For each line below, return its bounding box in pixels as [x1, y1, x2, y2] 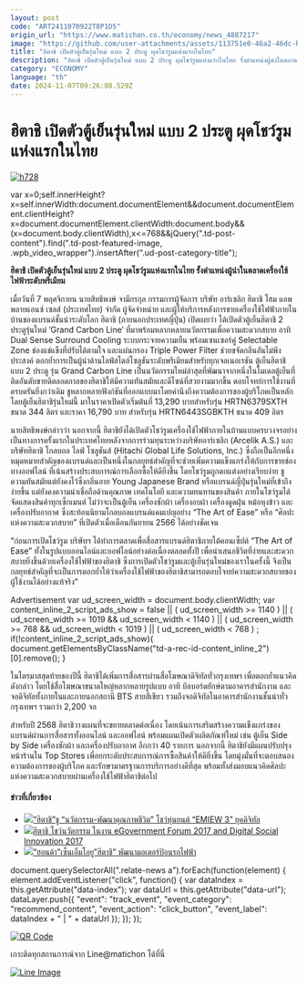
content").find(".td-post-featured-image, [10, 237, 163, 248]
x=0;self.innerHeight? [24, 189, 106, 200]
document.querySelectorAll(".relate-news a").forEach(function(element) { [10, 864, 286, 876]
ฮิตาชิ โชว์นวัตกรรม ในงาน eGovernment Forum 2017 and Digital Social [32, 825, 279, 836]
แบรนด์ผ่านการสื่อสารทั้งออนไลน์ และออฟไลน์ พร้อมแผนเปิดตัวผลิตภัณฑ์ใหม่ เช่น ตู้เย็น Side [10, 729, 288, 740]
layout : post [10, 13, 60, 23]
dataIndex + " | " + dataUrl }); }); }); [10, 913, 142, 924]
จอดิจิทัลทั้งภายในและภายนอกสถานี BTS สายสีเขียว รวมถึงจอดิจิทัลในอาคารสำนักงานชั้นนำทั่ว [10, 691, 288, 701]
